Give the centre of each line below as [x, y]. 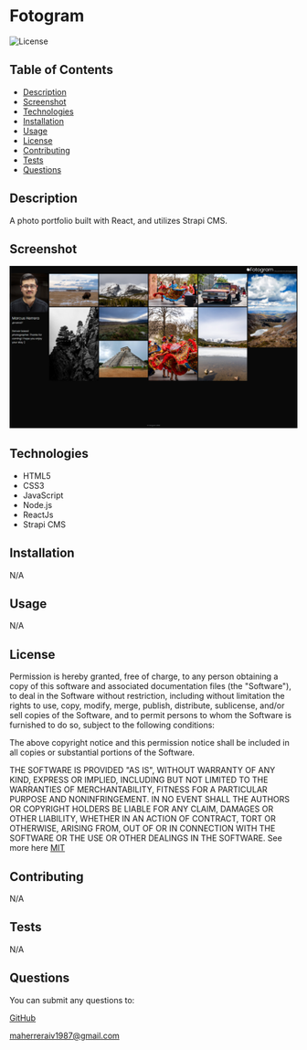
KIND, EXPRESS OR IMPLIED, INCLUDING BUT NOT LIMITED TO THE [139, 780]
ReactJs [38, 514]
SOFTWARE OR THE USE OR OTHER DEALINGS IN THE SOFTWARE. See [146, 838]
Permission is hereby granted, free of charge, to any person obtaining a [144, 676]
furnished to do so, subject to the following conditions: [112, 725]
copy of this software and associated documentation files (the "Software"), [151, 686]
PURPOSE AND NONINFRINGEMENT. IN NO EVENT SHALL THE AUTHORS [150, 800]
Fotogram [47, 16]
